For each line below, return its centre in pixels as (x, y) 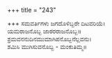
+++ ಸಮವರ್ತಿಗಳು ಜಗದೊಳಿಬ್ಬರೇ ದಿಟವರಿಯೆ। (56, 23)
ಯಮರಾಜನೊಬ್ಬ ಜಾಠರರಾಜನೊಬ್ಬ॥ (45, 31)
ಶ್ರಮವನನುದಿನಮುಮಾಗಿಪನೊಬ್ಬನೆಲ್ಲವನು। (49, 39)
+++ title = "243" (32, 10)
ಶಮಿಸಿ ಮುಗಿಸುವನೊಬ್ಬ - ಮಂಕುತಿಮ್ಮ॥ (47, 47)
